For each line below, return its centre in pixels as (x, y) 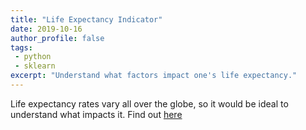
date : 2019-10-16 (46, 29)
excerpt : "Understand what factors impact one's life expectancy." (154, 76)
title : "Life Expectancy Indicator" (86, 19)
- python (33, 57)
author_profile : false (57, 38)
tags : (21, 47)
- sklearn (35, 66)
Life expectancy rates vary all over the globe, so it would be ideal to (149, 103)
